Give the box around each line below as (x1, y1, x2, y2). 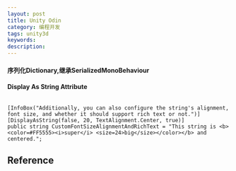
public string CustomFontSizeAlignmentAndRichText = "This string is (7, 123, 217, 130)
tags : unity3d (7, 30, 49, 37)
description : (7, 43, 46, 50)
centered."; (7, 135, 42, 142)
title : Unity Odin (7, 17, 61, 24)
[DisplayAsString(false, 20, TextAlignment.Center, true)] (7, 117, 185, 124)
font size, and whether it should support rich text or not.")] (7, 110, 201, 117)
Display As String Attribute (7, 83, 88, 91)
